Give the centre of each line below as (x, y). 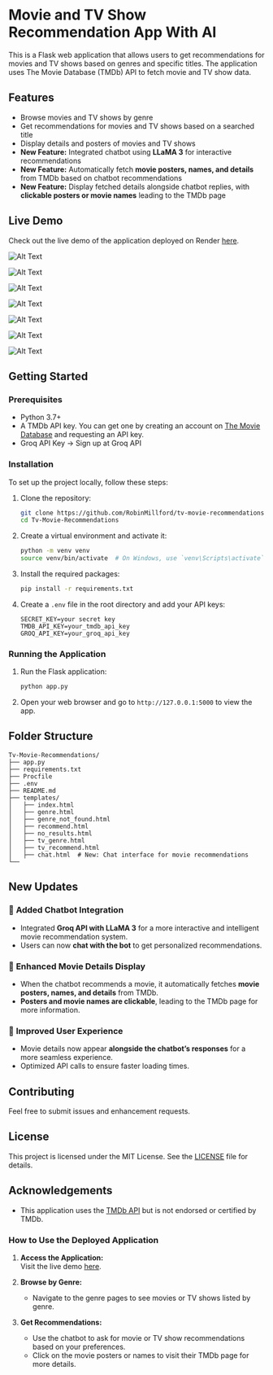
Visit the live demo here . (61, 1266)
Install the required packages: (70, 574)
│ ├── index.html (41, 805)
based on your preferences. (79, 1347)
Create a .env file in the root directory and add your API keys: (123, 604)
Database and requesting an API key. (82, 435)
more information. (50, 1009)
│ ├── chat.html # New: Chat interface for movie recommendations (129, 855)
